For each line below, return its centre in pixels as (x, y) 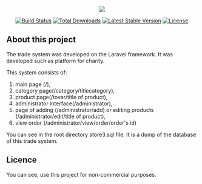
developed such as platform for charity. (56, 61)
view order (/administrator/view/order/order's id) (76, 123)
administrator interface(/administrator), (64, 103)
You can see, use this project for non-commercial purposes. (81, 174)
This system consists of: (37, 72)
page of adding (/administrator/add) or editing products (84, 110)
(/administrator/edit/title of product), (60, 116)
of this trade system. (32, 141)
